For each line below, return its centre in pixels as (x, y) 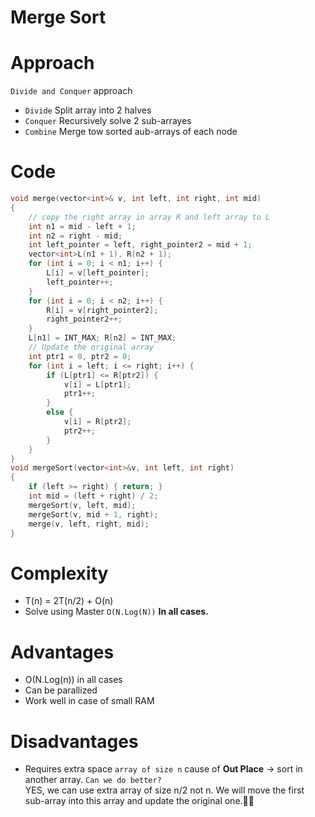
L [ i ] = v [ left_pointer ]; (98, 273)
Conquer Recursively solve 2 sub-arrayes (108, 121)
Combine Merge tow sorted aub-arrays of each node (131, 132)
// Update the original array (91, 347)
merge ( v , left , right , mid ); (89, 524)
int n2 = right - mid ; (75, 236)
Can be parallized (61, 690)
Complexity (59, 573)
